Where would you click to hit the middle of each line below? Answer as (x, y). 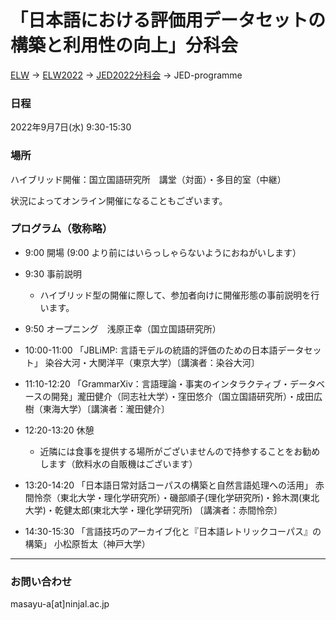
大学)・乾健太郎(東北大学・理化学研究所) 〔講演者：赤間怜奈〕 (153, 510)
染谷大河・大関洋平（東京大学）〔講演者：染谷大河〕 (152, 362)
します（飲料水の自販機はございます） (118, 463)
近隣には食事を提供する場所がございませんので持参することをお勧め (180, 451)
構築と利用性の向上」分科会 (124, 45)
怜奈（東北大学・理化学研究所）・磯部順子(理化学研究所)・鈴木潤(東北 (176, 497)
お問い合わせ (41, 581)
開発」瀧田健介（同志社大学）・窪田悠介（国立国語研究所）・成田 (183, 396)
